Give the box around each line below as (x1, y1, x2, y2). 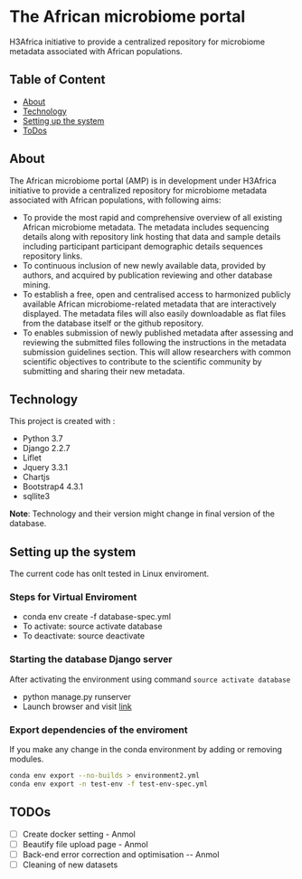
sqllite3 (22, 491, 51, 502)
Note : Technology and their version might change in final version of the (9, 508, 276, 519)
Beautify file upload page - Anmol (22, 838, 149, 849)
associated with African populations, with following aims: (9, 194, 222, 205)
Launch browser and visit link (22, 701, 133, 712)
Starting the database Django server (9, 653, 173, 666)
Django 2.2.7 (22, 443, 71, 454)
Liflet (22, 452, 42, 463)
